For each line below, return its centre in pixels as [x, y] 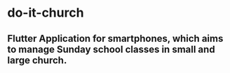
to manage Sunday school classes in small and [111, 49]
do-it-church [46, 13]
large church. [37, 60]
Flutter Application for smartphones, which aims [115, 39]
